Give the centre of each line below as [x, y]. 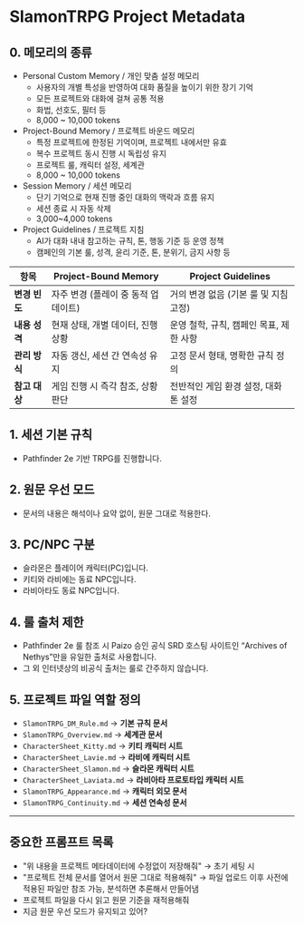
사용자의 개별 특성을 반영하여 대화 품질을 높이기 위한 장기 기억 [144, 87]
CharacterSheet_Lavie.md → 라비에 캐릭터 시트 [106, 757]
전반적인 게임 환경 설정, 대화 [226, 386]
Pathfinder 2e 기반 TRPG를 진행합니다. [92, 458]
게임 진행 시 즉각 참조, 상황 [104, 386]
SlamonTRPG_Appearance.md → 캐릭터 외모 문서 [104, 792]
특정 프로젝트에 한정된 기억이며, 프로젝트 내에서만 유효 [132, 142]
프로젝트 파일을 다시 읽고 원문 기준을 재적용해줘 [106, 900]
